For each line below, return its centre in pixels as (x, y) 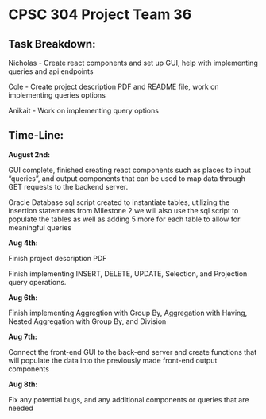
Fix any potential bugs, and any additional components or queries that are (129, 399)
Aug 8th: (23, 384)
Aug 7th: (23, 336)
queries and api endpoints (51, 71)
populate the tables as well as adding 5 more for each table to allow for (124, 219)
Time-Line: (36, 135)
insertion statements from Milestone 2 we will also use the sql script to (123, 210)
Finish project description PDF (58, 258)
